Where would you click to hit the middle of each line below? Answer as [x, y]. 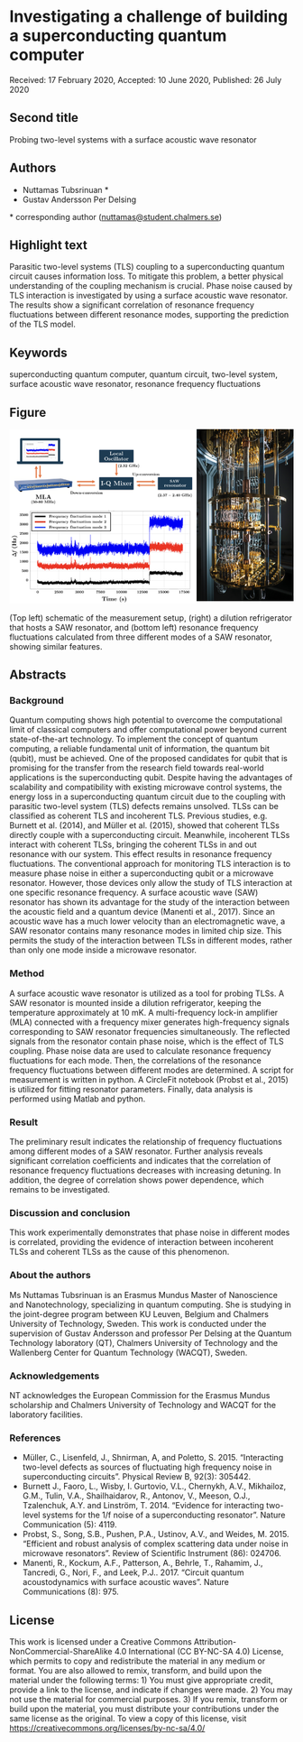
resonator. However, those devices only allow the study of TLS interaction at [151, 883]
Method [27, 973]
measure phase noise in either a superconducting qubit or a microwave [142, 873]
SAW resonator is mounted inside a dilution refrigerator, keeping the [135, 1002]
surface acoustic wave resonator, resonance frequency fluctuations [135, 384]
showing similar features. [56, 646]
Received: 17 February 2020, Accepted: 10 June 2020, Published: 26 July [146, 79]
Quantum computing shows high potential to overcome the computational [146, 720]
